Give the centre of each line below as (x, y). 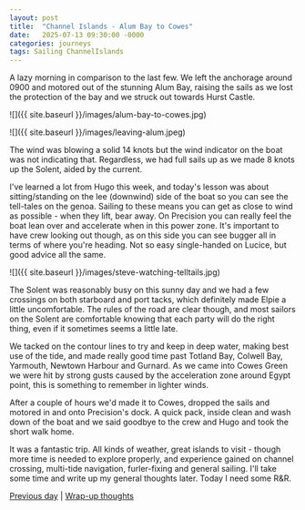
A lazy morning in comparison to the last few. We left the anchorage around (151, 77)
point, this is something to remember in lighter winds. (109, 385)
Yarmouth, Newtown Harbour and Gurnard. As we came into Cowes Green (149, 366)
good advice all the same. (58, 255)
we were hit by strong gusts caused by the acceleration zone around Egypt (150, 375)
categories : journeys (51, 43)
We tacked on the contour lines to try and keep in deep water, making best (149, 346)
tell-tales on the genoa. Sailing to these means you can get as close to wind (151, 207)
